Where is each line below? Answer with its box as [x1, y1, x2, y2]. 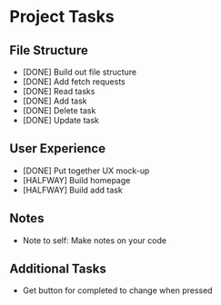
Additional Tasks [9, 261, 106, 277]
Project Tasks [9, 6, 116, 27]
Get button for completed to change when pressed [22, 285, 213, 296]
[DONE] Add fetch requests [22, 76, 126, 87]
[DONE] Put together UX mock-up [22, 165, 150, 176]
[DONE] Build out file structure [22, 66, 137, 77]
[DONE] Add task [22, 95, 88, 106]
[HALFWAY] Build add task [22, 184, 123, 195]
